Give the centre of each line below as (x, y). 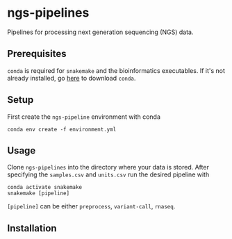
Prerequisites (37, 54)
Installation (32, 228)
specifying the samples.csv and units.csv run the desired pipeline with (108, 174)
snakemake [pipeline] (39, 193)
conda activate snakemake (44, 188)
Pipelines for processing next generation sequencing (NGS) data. (100, 32)
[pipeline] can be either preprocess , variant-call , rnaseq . (91, 206)
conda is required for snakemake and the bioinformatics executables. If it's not (116, 70)
